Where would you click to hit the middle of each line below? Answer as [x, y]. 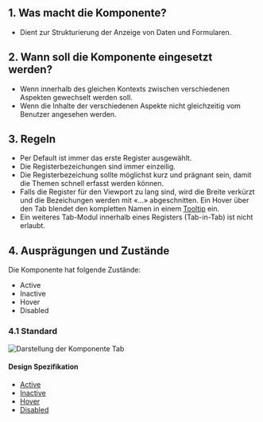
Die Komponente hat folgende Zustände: [75, 270]
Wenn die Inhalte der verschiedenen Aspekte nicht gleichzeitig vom [130, 106]
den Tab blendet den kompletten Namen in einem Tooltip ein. [120, 209]
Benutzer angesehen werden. [68, 114]
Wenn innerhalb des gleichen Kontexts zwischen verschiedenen [125, 89]
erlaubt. [33, 226]
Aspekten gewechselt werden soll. [76, 97]
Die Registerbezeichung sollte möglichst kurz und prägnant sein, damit [135, 175]
